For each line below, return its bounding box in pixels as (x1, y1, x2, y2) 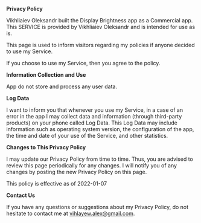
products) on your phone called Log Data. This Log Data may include (6, 119, 178, 126)
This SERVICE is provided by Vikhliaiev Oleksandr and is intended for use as (6, 24, 195, 30)
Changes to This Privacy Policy (6, 144, 86, 150)
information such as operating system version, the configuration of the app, (6, 126, 194, 132)
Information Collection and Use (6, 71, 86, 78)
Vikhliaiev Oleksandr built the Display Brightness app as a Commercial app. (6, 17, 193, 24)
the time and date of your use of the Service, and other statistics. (6, 132, 168, 139)
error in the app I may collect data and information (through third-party (6, 113, 182, 120)
